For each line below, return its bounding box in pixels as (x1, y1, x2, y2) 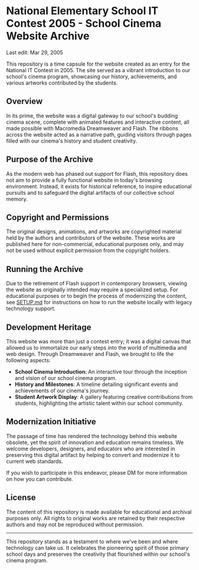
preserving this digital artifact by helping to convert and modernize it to (6, 451, 180, 458)
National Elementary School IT (6, 4, 159, 18)
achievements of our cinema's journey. (14, 387, 110, 394)
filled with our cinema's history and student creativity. (6, 137, 137, 144)
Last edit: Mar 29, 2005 (6, 49, 63, 56)
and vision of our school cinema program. (14, 375, 117, 381)
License (6, 492, 36, 503)
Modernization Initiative (6, 417, 97, 427)
